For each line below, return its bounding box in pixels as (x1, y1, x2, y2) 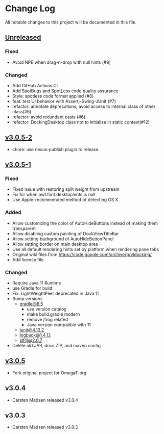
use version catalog (26, 306, 67, 312)
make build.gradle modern (26, 311, 80, 317)
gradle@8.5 (19, 301, 43, 307)
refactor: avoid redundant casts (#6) (12, 114, 86, 120)
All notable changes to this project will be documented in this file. (5, 19, 137, 25)
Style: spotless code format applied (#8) (12, 93, 94, 99)
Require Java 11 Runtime (12, 280, 61, 286)
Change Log (5, 3, 55, 14)
